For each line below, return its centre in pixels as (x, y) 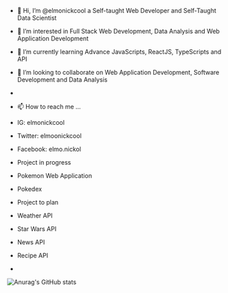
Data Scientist (37, 18)
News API (31, 242)
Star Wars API (37, 229)
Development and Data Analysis (62, 80)
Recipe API (33, 255)
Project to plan (38, 202)
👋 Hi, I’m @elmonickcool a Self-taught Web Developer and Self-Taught (116, 11)
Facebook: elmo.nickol (49, 149)
